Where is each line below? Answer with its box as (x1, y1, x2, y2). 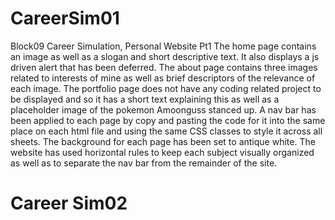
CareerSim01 (10, 7, 120, 30)
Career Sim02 (10, 192, 128, 215)
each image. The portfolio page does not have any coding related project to (10, 82, 322, 94)
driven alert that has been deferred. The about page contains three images (10, 61, 318, 73)
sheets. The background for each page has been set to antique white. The (10, 135, 316, 147)
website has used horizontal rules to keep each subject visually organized (10, 146, 315, 158)
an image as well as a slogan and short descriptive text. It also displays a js (10, 50, 320, 62)
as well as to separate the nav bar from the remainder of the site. (10, 157, 278, 169)
